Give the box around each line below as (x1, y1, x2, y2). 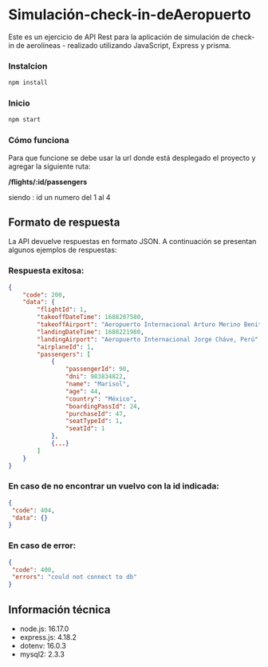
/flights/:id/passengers (8, 177, 88, 186)
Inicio (8, 98, 30, 109)
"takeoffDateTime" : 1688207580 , (37, 314, 145, 322)
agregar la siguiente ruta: (8, 162, 91, 171)
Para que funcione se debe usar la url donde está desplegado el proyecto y (8, 153, 256, 162)
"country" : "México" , (65, 394, 137, 403)
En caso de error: (8, 540, 77, 551)
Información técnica (8, 602, 111, 617)
